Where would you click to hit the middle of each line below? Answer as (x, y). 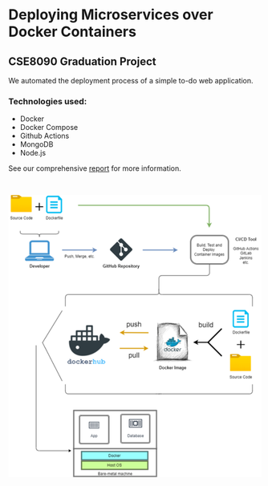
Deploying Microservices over (111, 15)
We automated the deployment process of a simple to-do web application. (131, 81)
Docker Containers (72, 32)
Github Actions (45, 136)
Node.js (33, 153)
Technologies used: (48, 101)
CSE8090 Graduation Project (82, 61)
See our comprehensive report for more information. (95, 168)
